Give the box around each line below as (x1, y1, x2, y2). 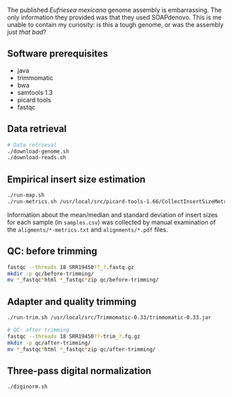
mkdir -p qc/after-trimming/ (7, 339, 91, 347)
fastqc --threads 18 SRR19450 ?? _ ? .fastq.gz (7, 264, 135, 270)
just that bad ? (7, 28, 47, 36)
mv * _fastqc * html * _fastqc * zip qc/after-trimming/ (7, 346, 156, 353)
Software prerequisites (7, 48, 108, 59)
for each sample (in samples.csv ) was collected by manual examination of (7, 218, 216, 226)
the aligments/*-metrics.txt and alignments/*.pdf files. (7, 225, 168, 234)
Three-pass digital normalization (7, 364, 152, 376)
